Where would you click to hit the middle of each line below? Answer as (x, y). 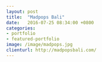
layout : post (22, 12)
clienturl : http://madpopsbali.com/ (51, 50)
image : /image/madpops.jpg (39, 45)
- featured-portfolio (33, 39)
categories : (21, 28)
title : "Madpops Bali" (36, 17)
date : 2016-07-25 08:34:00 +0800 (50, 22)
